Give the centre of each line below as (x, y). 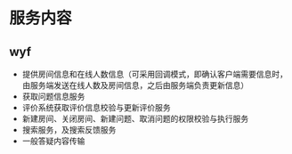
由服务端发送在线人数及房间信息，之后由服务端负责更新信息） (135, 85)
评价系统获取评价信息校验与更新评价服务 (96, 107)
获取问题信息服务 (53, 96)
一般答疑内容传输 (53, 141)
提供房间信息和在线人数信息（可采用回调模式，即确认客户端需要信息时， (154, 74)
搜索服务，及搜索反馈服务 (69, 130)
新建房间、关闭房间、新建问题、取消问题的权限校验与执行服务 (135, 118)
